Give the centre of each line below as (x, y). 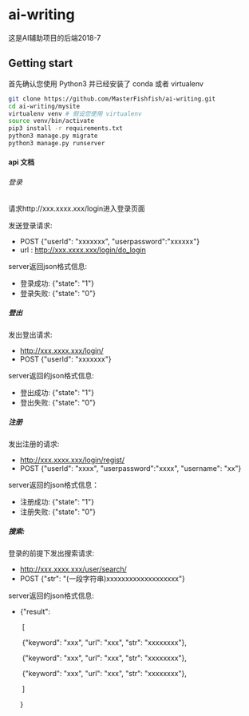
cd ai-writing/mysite (44, 106)
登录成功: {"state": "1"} (57, 283)
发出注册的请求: (34, 444)
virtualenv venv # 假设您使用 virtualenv (75, 113)
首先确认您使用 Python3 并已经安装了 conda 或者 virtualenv (106, 83)
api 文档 (22, 162)
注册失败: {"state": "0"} (57, 512)
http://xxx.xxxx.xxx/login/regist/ (72, 460)
